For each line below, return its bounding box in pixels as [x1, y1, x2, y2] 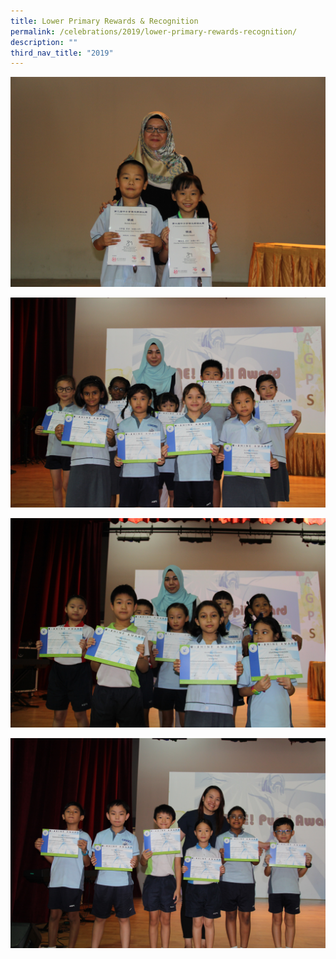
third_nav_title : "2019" [10, 48, 114, 58]
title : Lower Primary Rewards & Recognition [10, 16, 199, 26]
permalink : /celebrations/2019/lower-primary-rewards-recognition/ [10, 26, 298, 37]
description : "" [10, 37, 78, 47]
